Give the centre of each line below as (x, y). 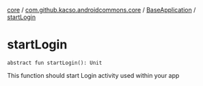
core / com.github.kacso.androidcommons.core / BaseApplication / (101, 10)
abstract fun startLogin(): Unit (55, 63)
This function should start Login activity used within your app (93, 75)
